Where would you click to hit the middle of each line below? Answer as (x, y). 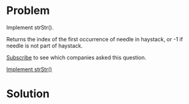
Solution (28, 94)
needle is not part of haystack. (45, 46)
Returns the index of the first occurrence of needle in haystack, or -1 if (94, 39)
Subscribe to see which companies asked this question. (76, 57)
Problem (28, 11)
